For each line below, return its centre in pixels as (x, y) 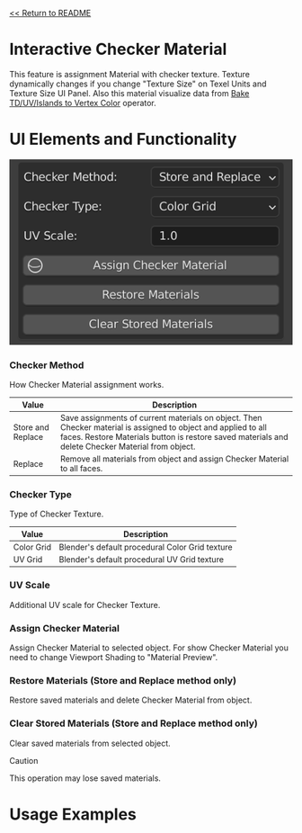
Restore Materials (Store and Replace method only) (123, 681)
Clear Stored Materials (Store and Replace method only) (133, 723)
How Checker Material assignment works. (87, 385)
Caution (24, 760)
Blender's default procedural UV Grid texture (142, 560)
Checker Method (47, 365)
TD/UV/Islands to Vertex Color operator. (83, 103)
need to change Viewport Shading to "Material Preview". (114, 658)
